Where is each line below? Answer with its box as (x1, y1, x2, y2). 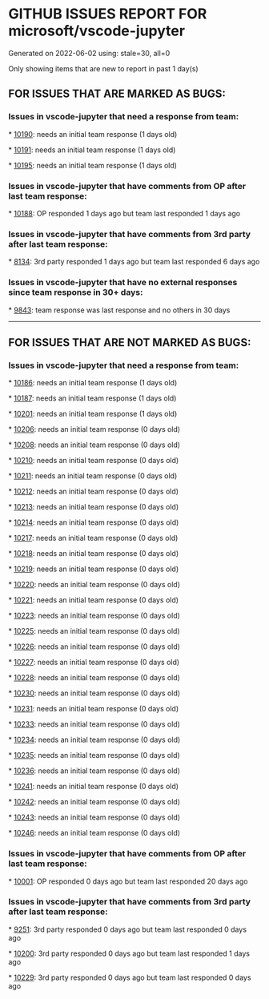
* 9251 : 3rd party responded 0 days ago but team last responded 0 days (8, 924, 247, 934)
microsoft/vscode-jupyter (8, 22, 186, 40)
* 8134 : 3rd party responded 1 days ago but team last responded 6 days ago (8, 257, 260, 267)
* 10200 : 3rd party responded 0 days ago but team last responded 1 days (8, 949, 251, 958)
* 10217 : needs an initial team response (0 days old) (8, 534, 179, 543)
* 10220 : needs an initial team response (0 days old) (8, 580, 181, 590)
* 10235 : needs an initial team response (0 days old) (8, 751, 180, 760)
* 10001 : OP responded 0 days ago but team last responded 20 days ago (8, 876, 248, 886)
